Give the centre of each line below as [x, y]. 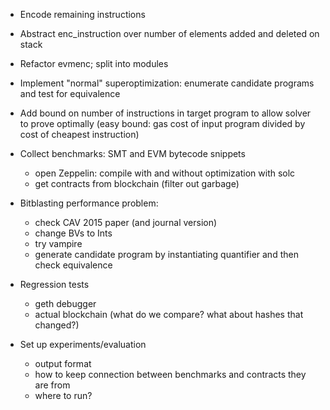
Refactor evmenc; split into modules [94, 63]
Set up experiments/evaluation [83, 344]
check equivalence [73, 265]
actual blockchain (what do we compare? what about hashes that [169, 314]
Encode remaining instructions [82, 14]
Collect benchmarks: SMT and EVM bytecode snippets [132, 153]
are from [52, 385]
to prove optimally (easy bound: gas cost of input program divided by [162, 123]
